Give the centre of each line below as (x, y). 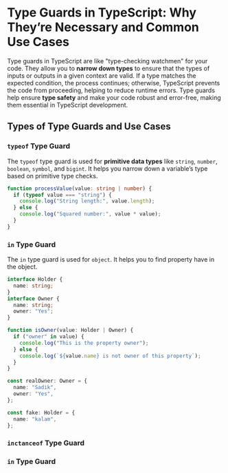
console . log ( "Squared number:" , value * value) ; (90, 214)
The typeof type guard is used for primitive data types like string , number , (112, 161)
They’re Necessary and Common (103, 27)
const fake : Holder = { (41, 412)
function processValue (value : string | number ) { (80, 188)
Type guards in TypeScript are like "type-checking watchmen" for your (107, 61)
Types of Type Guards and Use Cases (89, 126)
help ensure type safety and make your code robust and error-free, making (114, 97)
